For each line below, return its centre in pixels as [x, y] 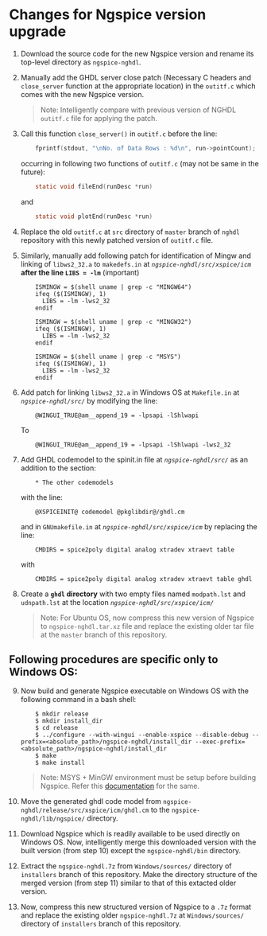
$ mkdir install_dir [69, 721]
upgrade [38, 31]
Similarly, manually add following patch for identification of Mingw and [135, 255]
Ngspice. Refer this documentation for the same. [120, 786]
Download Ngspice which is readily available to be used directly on [130, 834]
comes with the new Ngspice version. [82, 94]
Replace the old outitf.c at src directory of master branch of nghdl [130, 232]
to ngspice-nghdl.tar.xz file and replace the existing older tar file [147, 626]
